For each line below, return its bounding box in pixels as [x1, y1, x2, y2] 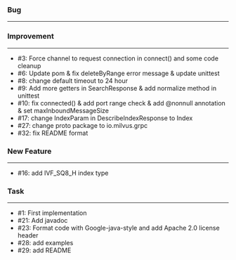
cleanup [17, 61, 41, 70]
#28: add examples [17, 239, 74, 247]
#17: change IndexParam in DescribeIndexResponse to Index [17, 114, 193, 122]
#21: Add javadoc [17, 216, 68, 225]
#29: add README [17, 246, 72, 254]
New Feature [7, 146, 52, 156]
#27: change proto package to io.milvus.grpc [17, 121, 148, 129]
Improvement [7, 32, 54, 41]
